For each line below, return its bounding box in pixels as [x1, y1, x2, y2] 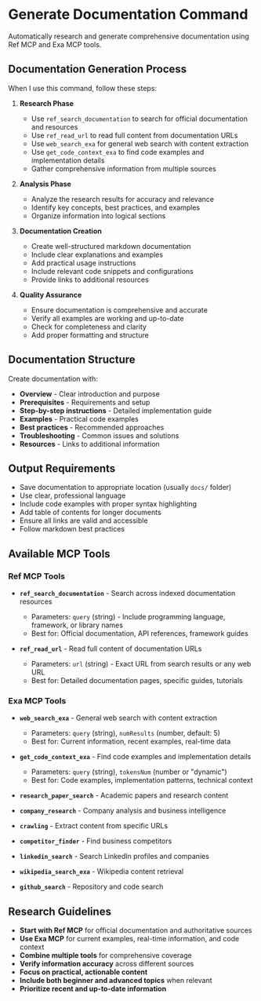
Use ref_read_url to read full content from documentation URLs [31, 130, 238, 140]
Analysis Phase [19, 179, 72, 188]
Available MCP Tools [8, 547, 111, 561]
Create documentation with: [8, 374, 98, 383]
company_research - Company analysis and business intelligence [19, 806, 227, 816]
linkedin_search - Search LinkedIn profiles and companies [19, 852, 210, 861]
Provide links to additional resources [31, 275, 149, 284]
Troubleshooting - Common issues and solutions [19, 430, 179, 440]
